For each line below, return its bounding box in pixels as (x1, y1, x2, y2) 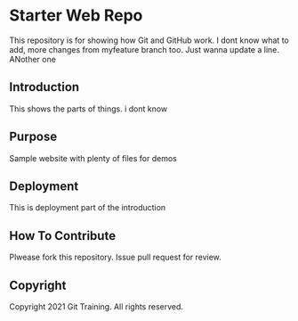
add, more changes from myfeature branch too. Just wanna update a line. (9, 44, 280, 54)
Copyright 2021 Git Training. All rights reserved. (9, 301, 184, 312)
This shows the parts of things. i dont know (9, 103, 168, 114)
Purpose (9, 129, 58, 144)
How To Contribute (9, 228, 117, 243)
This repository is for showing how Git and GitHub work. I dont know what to (9, 35, 289, 45)
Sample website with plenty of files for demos (9, 152, 178, 163)
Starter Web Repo (9, 5, 143, 26)
